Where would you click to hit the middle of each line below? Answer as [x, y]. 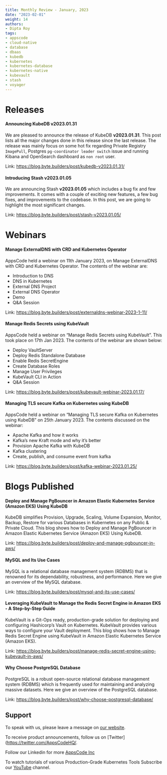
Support [18, 715]
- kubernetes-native [27, 71]
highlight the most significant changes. [45, 205]
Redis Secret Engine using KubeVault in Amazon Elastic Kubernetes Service [83, 636]
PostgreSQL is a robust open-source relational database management [77, 679]
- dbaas [13, 52]
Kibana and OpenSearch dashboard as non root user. [60, 157]
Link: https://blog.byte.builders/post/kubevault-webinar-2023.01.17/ [75, 392]
